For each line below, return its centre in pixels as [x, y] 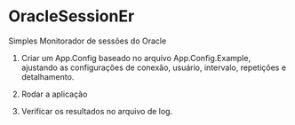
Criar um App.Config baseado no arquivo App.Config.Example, [136, 58]
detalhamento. [48, 76]
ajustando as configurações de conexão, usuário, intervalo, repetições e [153, 67]
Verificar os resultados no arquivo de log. [97, 111]
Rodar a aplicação [54, 94]
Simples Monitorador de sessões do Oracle [88, 41]
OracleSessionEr [72, 16]
